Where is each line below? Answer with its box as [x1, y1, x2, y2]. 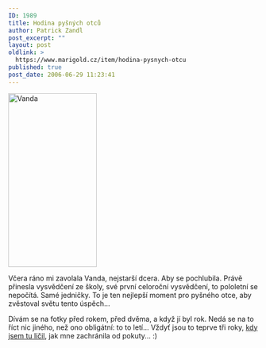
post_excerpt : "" [8, 33, 66, 42]
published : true [8, 64, 62, 72]
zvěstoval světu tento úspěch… [8, 299, 110, 308]
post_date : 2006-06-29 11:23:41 [8, 71, 115, 79]
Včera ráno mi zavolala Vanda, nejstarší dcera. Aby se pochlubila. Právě [8, 273, 243, 283]
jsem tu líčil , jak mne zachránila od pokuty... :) [8, 331, 157, 340]
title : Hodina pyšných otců [8, 19, 102, 27]
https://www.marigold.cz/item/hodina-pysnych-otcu [15, 56, 187, 64]
